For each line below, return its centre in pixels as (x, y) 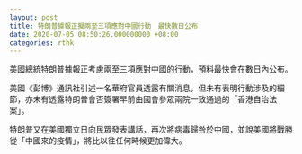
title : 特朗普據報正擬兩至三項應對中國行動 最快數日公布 (104, 26)
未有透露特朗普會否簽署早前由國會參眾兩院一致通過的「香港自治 (151, 99)
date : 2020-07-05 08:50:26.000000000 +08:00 (94, 34)
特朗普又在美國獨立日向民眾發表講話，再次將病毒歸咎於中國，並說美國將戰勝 (151, 130)
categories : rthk (42, 43)
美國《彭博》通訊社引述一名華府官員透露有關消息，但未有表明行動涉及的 (143, 88)
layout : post (34, 17)
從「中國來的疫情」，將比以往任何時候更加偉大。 (98, 141)
